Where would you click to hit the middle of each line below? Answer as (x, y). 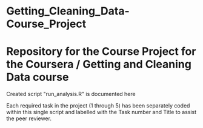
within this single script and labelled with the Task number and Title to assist (101, 112)
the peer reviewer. (29, 118)
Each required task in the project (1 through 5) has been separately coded (98, 106)
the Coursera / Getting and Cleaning (99, 64)
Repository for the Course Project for (101, 52)
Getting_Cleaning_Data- (68, 11)
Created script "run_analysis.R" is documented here (71, 94)
